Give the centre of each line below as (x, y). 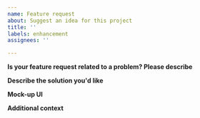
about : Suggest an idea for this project (70, 21)
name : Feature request (41, 14)
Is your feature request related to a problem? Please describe (100, 67)
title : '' (22, 27)
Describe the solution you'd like (55, 81)
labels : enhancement (38, 34)
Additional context (36, 108)
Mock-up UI (25, 95)
